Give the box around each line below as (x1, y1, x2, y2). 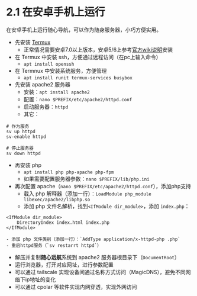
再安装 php (14, 161, 42, 169)
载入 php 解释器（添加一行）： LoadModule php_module (23, 190, 152, 197)
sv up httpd (6, 128, 35, 134)
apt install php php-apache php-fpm (23, 169, 114, 175)
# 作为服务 (6, 123, 30, 129)
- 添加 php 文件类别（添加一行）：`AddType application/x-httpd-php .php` (6, 236, 180, 242)
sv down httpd (6, 150, 41, 156)
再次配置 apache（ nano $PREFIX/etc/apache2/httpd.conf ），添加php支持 (14, 182, 191, 189)
